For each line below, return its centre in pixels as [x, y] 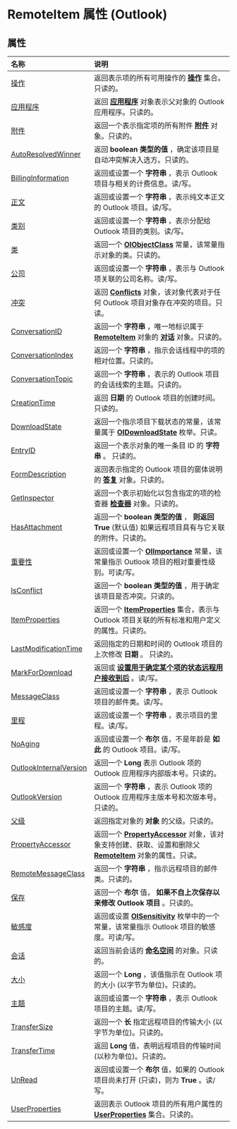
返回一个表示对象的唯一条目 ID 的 [149, 445]
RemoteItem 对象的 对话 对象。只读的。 [160, 337]
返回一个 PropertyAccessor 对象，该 [156, 834]
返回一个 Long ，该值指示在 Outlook [154, 974]
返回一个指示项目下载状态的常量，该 [154, 422]
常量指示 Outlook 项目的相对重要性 [151, 562]
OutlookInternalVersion [49, 768]
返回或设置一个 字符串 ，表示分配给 [153, 221]
